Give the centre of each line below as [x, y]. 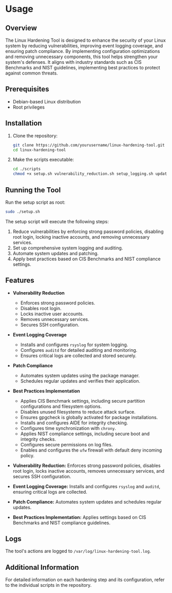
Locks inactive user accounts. [52, 314]
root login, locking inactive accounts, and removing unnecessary [81, 237]
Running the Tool [33, 190]
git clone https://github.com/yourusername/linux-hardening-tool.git [89, 145]
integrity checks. [38, 439]
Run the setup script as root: [35, 202]
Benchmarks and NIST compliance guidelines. [61, 523]
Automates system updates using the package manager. [80, 375]
